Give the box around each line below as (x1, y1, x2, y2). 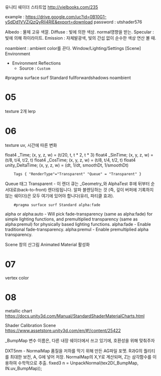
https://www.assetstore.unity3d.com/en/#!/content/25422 (5, 328, 121, 333)
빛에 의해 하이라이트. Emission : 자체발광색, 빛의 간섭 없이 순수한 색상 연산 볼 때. (5, 35, 156, 41)
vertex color (5, 275, 29, 281)
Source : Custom (19, 65, 51, 71)
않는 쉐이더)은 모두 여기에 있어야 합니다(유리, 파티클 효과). (5, 193, 115, 199)
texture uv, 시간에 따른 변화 (5, 142, 57, 148)
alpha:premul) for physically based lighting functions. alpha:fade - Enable (5, 221, 151, 227)
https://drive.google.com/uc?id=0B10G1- (25, 14, 107, 19)
